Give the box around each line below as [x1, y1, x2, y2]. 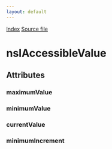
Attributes [6, 70, 45, 81]
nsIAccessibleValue [6, 46, 107, 60]
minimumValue [6, 105, 51, 113]
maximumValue [6, 88, 53, 97]
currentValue [6, 120, 46, 129]
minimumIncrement [6, 136, 65, 145]
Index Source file [6, 25, 48, 32]
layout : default [6, 8, 47, 15]
